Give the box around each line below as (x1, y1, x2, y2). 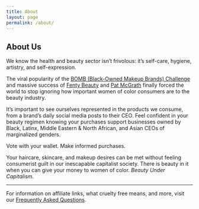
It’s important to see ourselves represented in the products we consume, (6, 106, 184, 113)
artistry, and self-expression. (6, 64, 76, 71)
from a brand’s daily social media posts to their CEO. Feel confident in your (6, 112, 188, 119)
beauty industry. (6, 94, 46, 102)
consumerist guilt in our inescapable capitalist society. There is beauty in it (6, 160, 189, 167)
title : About (6, 8, 38, 15)
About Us (6, 42, 41, 52)
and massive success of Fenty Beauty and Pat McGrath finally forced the (6, 81, 185, 89)
